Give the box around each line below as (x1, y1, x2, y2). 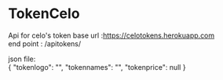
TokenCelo (8, 5, 80, 23)
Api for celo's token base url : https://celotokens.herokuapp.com (8, 31, 215, 40)
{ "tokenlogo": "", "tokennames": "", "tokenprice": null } (8, 62, 186, 71)
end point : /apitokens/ (8, 38, 82, 48)
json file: (8, 54, 36, 64)
